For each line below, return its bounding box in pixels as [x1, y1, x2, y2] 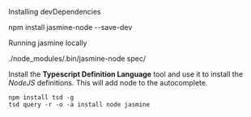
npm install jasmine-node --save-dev [8, 23, 133, 31]
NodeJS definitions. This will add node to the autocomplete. [8, 78, 208, 87]
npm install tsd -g [8, 94, 74, 102]
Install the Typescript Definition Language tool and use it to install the [8, 69, 244, 79]
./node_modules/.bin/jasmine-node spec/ [8, 54, 147, 63]
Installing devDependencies [8, 7, 101, 16]
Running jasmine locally [8, 38, 87, 48]
